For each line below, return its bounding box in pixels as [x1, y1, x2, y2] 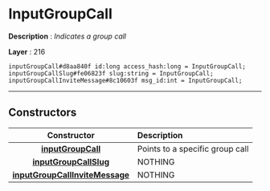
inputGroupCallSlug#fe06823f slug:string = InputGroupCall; [8, 69, 215, 77]
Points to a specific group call [137, 143, 249, 154]
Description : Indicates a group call [8, 31, 127, 41]
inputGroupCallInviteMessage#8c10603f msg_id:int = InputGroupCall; [8, 76, 243, 84]
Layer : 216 [8, 47, 46, 56]
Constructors [8, 106, 77, 120]
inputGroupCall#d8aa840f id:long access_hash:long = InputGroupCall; [8, 62, 247, 71]
